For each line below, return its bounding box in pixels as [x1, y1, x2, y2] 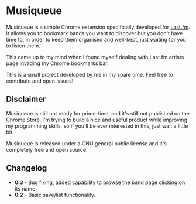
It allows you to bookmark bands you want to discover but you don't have [6, 29, 183, 36]
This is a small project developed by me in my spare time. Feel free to [6, 71, 174, 78]
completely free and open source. [6, 146, 88, 153]
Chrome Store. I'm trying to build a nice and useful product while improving [6, 116, 187, 123]
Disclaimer [6, 94, 46, 104]
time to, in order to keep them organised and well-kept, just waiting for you [6, 36, 186, 43]
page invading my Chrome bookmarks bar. [6, 60, 109, 67]
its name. [14, 185, 37, 192]
